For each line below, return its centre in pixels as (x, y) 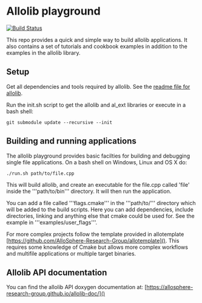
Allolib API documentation (57, 272)
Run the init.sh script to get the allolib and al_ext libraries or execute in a (96, 105)
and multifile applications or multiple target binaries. (71, 253)
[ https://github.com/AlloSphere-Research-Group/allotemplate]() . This (93, 240)
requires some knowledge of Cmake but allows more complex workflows (97, 247)
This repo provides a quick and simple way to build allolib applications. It (97, 40)
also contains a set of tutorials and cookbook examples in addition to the (97, 46)
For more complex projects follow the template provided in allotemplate (95, 234)
